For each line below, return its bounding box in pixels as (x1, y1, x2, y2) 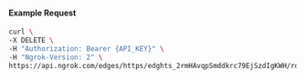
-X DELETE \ (8, 36, 54, 45)
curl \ (8, 27, 34, 36)
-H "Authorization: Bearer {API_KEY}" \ (8, 44, 165, 54)
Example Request (8, 7, 77, 18)
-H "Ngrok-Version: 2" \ (8, 53, 103, 62)
